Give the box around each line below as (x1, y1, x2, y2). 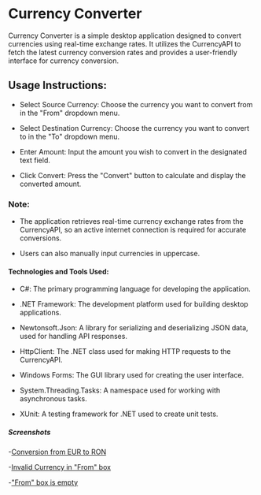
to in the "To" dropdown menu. (19, 132, 120, 141)
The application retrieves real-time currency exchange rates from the (19, 217, 244, 226)
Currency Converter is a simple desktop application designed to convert (8, 31, 241, 40)
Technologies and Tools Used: (8, 266, 109, 276)
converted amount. (19, 179, 82, 188)
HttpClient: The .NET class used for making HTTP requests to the (19, 347, 231, 356)
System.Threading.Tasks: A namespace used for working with (19, 385, 221, 395)
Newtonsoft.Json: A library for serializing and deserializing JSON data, (19, 323, 249, 333)
